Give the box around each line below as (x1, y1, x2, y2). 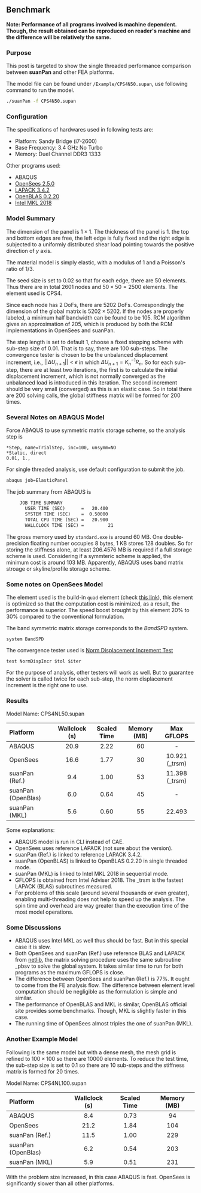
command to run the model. (6, 87, 75, 94)
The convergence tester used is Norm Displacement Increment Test (6, 646, 173, 654)
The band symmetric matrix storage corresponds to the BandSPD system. (6, 624, 188, 631)
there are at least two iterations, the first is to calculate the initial (20, 366, 178, 374)
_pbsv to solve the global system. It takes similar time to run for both (14, 962, 184, 970)
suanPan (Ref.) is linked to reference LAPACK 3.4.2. (14, 851, 142, 858)
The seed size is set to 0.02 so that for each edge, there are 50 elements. (6, 276, 187, 284)
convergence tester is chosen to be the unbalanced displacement (6, 351, 168, 358)
